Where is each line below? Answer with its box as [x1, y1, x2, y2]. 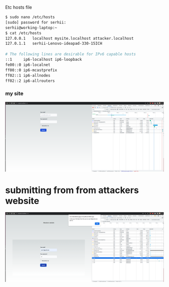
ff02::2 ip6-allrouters [5, 78, 55, 83]
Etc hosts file [5, 5, 32, 10]
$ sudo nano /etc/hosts [5, 15, 55, 20]
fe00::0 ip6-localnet [5, 62, 51, 67]
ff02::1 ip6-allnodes [5, 73, 51, 78]
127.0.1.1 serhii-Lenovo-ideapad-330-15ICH [5, 41, 102, 46]
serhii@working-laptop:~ [5, 25, 57, 30]
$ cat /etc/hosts [5, 30, 42, 36]
